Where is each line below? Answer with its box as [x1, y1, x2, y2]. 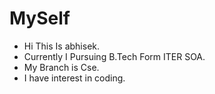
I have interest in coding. [23, 72, 126, 84]
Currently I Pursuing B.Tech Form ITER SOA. [23, 50, 206, 62]
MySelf [9, 7, 71, 30]
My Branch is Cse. [23, 61, 100, 73]
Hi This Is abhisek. [23, 40, 101, 52]
